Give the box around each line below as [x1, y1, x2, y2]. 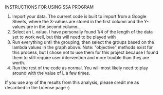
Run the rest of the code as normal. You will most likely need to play [12, 65, 148, 71]
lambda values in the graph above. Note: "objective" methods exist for [12, 45, 153, 50]
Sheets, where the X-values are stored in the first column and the [12, 19, 143, 24]
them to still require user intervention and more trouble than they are [12, 55, 149, 60]
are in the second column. [26, 24, 79, 30]
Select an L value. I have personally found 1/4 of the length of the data [12, 29, 153, 34]
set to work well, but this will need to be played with [12, 34, 116, 40]
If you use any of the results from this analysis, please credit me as [5, 79, 140, 85]
